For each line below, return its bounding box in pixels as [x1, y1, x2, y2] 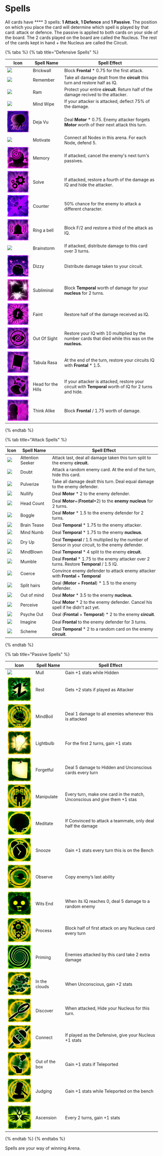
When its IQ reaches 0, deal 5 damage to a [65, 898, 150, 904]
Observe [35, 874, 53, 880]
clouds [35, 984, 49, 990]
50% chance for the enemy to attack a [64, 200, 141, 206]
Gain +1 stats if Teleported [65, 1061, 118, 1067]
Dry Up [20, 539, 35, 545]
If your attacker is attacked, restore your [64, 379, 144, 384]
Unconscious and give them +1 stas [65, 796, 137, 802]
